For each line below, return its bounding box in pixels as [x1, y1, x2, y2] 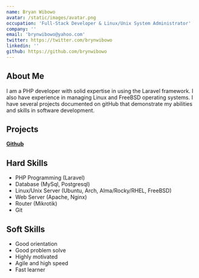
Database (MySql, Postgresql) [15, 181, 90, 188]
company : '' [6, 26, 36, 32]
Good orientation [15, 240, 58, 247]
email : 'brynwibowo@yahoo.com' [6, 32, 86, 38]
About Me [6, 71, 44, 82]
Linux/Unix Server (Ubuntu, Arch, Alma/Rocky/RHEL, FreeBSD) [15, 187, 172, 195]
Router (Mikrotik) [15, 200, 58, 207]
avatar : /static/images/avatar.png [6, 15, 96, 21]
